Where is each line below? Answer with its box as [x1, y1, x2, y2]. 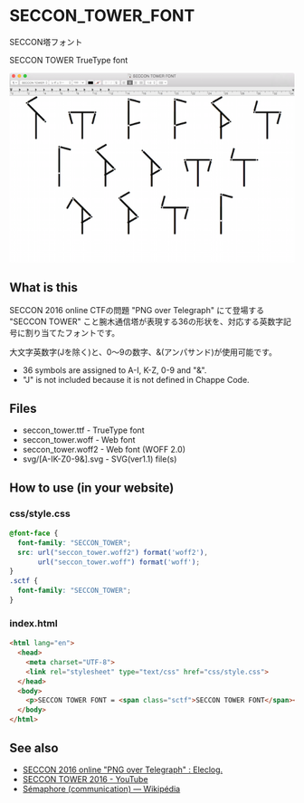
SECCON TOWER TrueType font [9, 54, 128, 65]
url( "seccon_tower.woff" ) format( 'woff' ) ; [37, 558, 201, 567]
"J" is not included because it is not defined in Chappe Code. [22, 375, 251, 386]
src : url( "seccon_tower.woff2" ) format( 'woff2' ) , [17, 548, 208, 557]
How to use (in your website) [9, 480, 175, 495]
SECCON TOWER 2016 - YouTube [22, 773, 148, 784]
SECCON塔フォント [9, 36, 83, 47]
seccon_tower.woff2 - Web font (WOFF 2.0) [22, 445, 185, 455]
